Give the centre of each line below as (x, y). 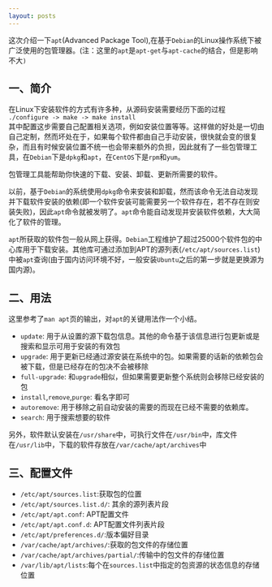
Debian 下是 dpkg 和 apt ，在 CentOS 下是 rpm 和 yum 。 (107, 157)
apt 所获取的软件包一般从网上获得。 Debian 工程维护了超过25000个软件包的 (132, 240)
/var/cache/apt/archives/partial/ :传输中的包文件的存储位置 (122, 555)
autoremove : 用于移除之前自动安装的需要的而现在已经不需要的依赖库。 (136, 408)
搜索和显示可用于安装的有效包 (70, 347)
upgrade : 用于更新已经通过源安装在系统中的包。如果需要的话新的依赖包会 (142, 356)
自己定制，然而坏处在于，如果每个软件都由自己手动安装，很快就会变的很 (129, 137)
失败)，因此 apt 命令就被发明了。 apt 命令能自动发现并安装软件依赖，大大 (134, 212)
